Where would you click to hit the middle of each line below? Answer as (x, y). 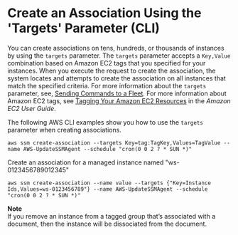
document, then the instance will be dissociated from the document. (107, 224)
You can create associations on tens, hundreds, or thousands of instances (116, 48)
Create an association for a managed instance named (86, 162)
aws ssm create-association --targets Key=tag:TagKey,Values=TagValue (114, 143)
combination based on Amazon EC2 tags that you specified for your (107, 63)
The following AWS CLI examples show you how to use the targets (106, 122)
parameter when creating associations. (65, 130)
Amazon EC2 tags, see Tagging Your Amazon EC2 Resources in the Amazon (119, 100)
